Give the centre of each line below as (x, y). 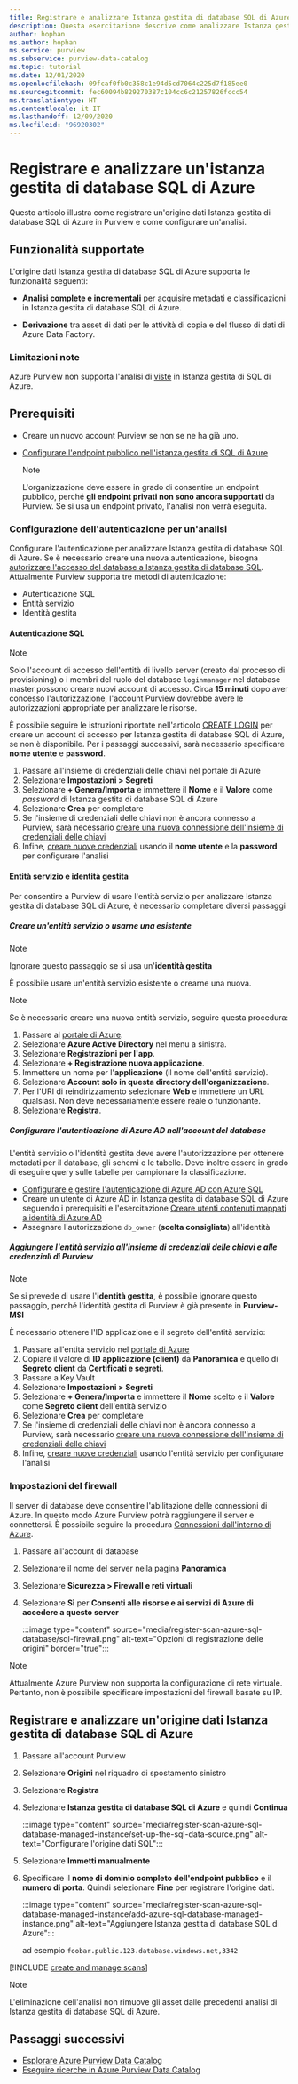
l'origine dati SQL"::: (127, 1843)
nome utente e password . (58, 753)
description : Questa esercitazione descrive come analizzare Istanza (141, 26)
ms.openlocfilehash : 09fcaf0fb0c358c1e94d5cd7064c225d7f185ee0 (129, 84)
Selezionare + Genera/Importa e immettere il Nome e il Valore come (147, 790)
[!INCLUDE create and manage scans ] (78, 1967)
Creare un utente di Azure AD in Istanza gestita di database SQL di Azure (155, 1198)
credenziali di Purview (51, 1257)
